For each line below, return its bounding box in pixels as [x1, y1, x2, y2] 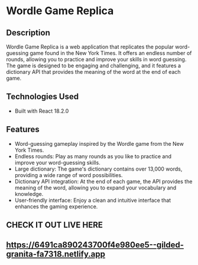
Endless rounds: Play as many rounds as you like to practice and [14, 152, 171, 160]
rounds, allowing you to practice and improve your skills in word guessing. [6, 56, 187, 63]
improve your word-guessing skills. [14, 159, 100, 166]
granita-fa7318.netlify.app [6, 249, 105, 259]
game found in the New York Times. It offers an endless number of [29, 50, 192, 57]
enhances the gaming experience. [14, 202, 98, 210]
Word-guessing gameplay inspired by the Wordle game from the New [14, 140, 184, 147]
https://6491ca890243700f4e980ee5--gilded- [6, 240, 184, 250]
